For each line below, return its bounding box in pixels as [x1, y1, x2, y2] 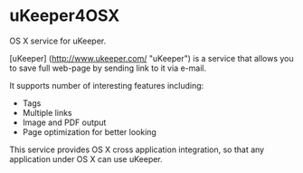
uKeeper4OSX [9, 5, 120, 26]
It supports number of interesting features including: [9, 80, 204, 91]
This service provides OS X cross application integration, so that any [9, 144, 265, 155]
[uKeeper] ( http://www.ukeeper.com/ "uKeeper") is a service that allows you [9, 53, 294, 63]
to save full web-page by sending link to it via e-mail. [9, 62, 206, 73]
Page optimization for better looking [22, 126, 156, 137]
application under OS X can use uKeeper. [9, 153, 163, 164]
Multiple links [22, 107, 72, 118]
